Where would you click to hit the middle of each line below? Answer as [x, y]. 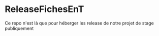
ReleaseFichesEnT [44, 9]
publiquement [19, 28]
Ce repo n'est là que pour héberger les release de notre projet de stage [80, 23]
